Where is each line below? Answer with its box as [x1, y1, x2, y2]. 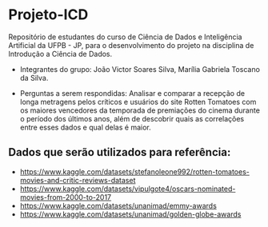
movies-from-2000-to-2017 [19, 192, 112, 201]
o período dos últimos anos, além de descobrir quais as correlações [19, 113, 245, 123]
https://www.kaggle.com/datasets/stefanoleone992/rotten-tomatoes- [19, 166, 250, 177]
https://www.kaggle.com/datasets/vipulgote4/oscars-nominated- [19, 184, 236, 193]
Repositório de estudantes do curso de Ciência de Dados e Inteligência [8, 32, 242, 42]
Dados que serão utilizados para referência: [8, 145, 231, 159]
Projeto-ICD [8, 6, 89, 24]
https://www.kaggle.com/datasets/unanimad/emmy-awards [19, 201, 218, 210]
